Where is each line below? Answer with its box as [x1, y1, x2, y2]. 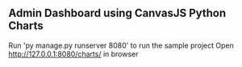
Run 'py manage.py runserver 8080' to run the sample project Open [8, 40, 234, 50]
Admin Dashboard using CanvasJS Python [8, 6, 227, 20]
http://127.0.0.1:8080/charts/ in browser [8, 48, 139, 59]
